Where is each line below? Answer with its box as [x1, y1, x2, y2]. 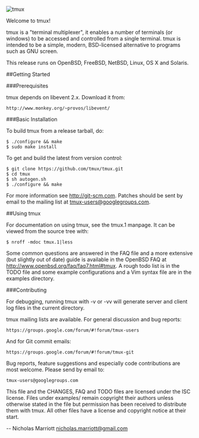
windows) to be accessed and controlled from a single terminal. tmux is [6, 35, 181, 42]
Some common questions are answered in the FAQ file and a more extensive [6, 250, 193, 256]
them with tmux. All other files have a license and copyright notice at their [6, 407, 187, 414]
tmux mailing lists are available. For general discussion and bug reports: [6, 316, 182, 323]
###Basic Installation [6, 116, 58, 123]
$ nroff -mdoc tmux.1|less [6, 239, 73, 245]
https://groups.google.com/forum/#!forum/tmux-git [6, 349, 134, 355]
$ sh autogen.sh [6, 176, 46, 182]
